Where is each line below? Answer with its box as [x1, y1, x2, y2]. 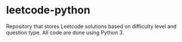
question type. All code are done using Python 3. [6, 29, 124, 36]
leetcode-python [6, 3, 90, 17]
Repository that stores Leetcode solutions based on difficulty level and [6, 23, 177, 30]
